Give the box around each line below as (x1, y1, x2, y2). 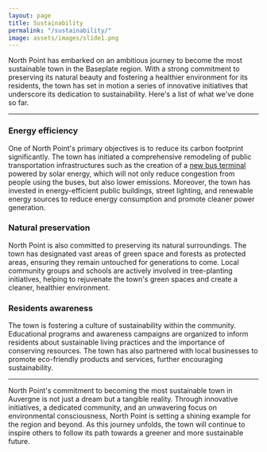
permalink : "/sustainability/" (8, 26, 112, 34)
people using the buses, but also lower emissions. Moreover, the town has (8, 177, 251, 187)
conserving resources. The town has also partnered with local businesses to (8, 346, 258, 356)
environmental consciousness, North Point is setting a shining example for (8, 411, 252, 421)
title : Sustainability (8, 19, 83, 27)
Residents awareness (8, 302, 94, 314)
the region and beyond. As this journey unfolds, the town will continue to (8, 419, 246, 430)
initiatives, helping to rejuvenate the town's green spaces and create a (8, 274, 238, 283)
